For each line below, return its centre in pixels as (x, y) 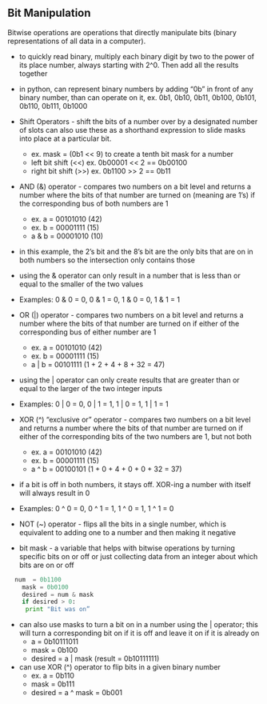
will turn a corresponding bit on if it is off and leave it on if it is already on (139, 633)
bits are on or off (46, 565)
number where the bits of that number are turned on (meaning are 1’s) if (137, 194)
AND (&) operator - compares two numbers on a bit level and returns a (135, 186)
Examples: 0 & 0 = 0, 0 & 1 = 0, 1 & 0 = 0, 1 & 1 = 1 (100, 299)
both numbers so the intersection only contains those (107, 260)
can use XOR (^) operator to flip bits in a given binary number (120, 667)
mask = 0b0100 (45, 587)
